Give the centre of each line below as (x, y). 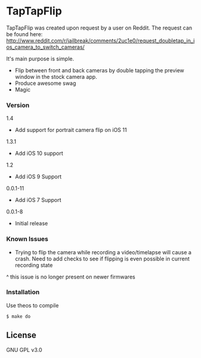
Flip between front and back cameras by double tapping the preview (100, 70)
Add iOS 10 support (39, 153)
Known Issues (27, 239)
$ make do (19, 316)
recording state (34, 265)
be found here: (25, 34)
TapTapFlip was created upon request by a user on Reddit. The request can (99, 28)
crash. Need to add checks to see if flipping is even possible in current (102, 259)
